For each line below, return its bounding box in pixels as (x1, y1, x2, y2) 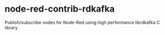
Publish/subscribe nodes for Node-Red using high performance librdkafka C (4, 19, 160, 25)
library (4, 24, 18, 30)
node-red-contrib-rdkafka (4, 3, 115, 15)
